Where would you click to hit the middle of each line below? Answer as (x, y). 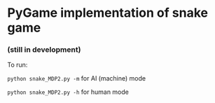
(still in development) (44, 50)
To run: (18, 65)
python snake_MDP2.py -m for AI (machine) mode (76, 78)
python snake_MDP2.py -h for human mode (68, 92)
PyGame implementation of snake (108, 13)
